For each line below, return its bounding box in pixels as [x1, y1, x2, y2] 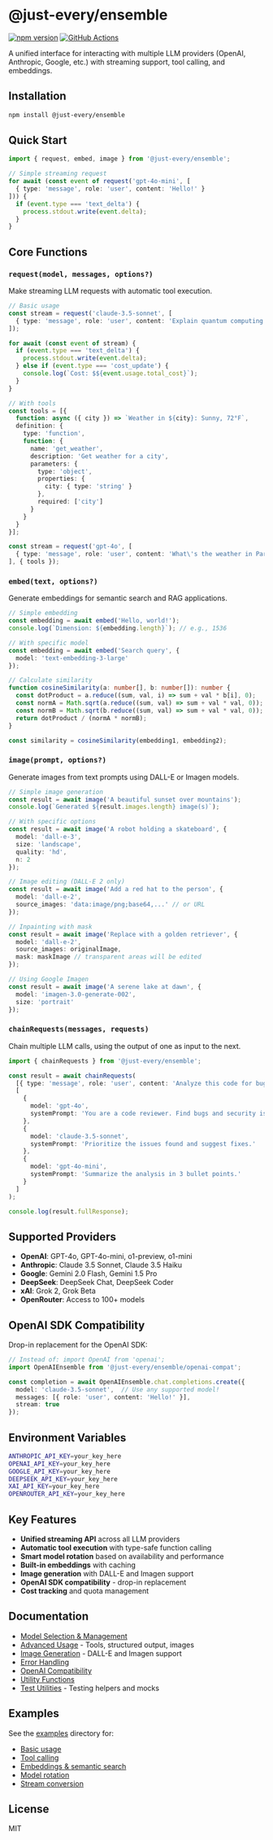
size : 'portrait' [15, 998, 75, 1006]
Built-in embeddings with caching [19, 1560, 136, 1570]
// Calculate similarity [8, 676, 93, 684]
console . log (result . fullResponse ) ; [8, 1207, 129, 1216]
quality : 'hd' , [15, 848, 67, 856]
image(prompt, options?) [8, 755, 107, 765]
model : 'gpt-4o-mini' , [29, 1162, 107, 1171]
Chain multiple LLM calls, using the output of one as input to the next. [8, 1041, 241, 1051]
